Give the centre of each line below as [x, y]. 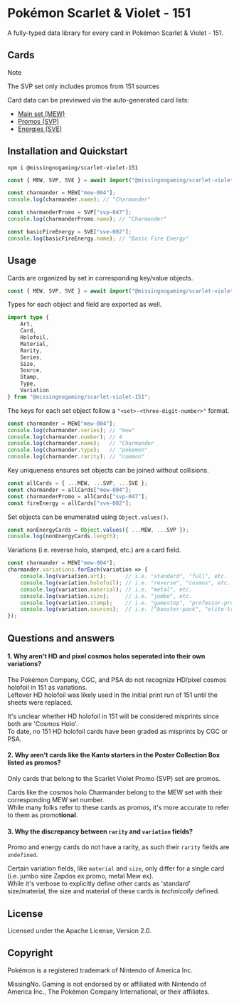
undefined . [23, 855]
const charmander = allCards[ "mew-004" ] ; [70, 490]
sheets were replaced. [40, 702]
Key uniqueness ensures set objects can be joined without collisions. [108, 470]
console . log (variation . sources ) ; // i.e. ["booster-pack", [111, 609]
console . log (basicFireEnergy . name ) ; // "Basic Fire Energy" [99, 238]
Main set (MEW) [41, 114]
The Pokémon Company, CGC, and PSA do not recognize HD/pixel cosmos [117, 679]
